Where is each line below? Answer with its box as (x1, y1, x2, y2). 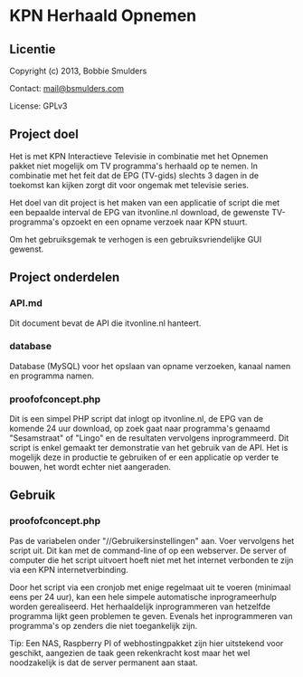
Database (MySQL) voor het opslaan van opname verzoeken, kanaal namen (9, 360, 291, 371)
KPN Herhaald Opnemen (9, 5, 197, 26)
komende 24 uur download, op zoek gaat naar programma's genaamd (9, 423, 270, 434)
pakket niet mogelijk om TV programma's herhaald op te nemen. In (9, 160, 259, 171)
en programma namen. (9, 370, 95, 381)
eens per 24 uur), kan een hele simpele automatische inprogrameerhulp (9, 591, 278, 602)
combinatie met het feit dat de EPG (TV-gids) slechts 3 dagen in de (9, 169, 260, 181)
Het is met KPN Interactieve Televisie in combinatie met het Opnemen (9, 150, 269, 161)
